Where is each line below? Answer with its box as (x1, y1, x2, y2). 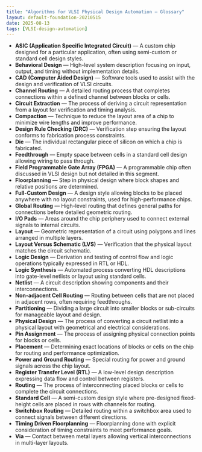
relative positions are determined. (14, 183, 99, 190)
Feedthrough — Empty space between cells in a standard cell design (14, 151, 188, 159)
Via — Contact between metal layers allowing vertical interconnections (14, 433, 192, 440)
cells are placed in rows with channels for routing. (32, 401, 156, 408)
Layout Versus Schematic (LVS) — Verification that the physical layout (14, 240, 192, 248)
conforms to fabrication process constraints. (14, 132, 126, 139)
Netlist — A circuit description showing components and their (14, 279, 169, 286)
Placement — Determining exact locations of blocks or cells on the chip (14, 343, 194, 350)
